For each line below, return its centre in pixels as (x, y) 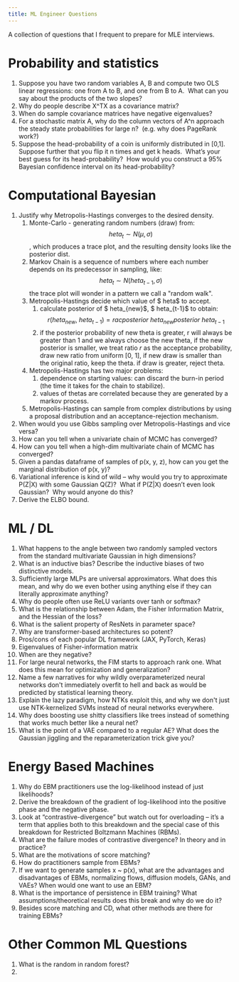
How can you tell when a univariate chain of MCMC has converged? (118, 439)
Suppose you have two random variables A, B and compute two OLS (118, 83)
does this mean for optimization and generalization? (94, 669)
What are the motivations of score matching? (84, 855)
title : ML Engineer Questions (53, 14)
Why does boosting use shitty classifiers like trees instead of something (124, 715)
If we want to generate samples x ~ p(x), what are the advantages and (121, 870)
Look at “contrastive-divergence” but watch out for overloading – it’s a (121, 817)
